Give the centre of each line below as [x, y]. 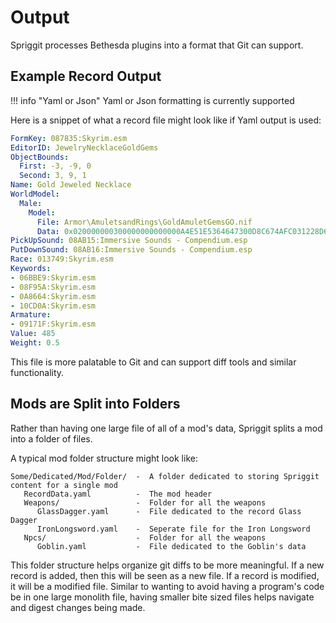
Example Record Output [86, 76]
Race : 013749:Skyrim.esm [62, 259]
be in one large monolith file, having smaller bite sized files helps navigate [162, 597]
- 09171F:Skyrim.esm [53, 324]
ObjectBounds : [40, 157]
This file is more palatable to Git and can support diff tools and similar [153, 362]
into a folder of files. [51, 438]
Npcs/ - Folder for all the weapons [145, 537]
